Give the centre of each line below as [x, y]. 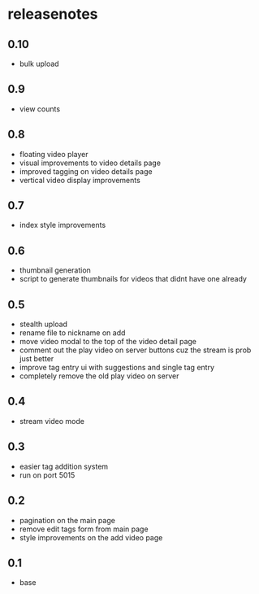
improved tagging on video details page [86, 171]
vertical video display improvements [80, 180]
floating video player [54, 154]
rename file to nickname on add [72, 333]
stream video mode [52, 421]
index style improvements [63, 225]
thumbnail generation [55, 270]
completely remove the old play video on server [99, 376]
